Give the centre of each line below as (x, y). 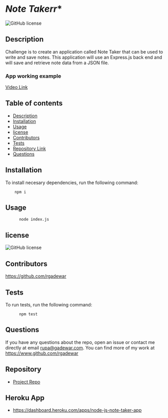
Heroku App (25, 398)
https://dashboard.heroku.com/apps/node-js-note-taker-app (77, 410)
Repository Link (29, 148)
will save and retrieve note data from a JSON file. (57, 63)
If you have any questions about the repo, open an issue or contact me (80, 342)
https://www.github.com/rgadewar (42, 353)
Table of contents (34, 103)
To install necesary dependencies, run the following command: (72, 183)
